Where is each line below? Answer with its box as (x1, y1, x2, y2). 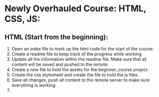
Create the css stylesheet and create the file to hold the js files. (11, 72, 139, 77)
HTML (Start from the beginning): (4, 33, 108, 41)
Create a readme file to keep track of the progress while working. (11, 51, 143, 57)
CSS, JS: (4, 13, 40, 24)
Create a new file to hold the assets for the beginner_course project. (11, 67, 149, 73)
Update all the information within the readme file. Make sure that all (11, 56, 147, 62)
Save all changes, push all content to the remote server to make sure (11, 77, 150, 83)
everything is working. (11, 82, 57, 88)
